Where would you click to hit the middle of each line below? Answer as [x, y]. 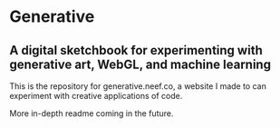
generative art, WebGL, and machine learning [140, 64]
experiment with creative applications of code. [96, 96]
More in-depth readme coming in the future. [92, 113]
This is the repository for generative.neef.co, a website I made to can [138, 86]
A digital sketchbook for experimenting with [136, 50]
